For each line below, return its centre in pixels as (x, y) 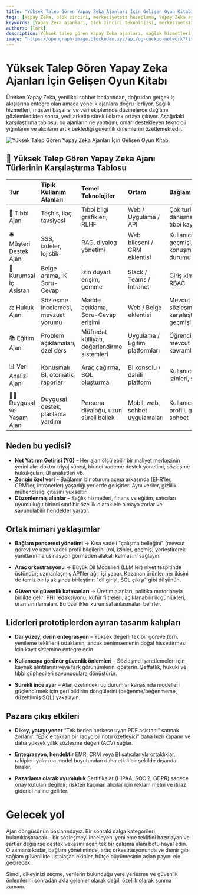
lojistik (50, 254)
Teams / (139, 279)
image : (14, 39)
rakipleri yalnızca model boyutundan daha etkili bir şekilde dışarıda (95, 760)
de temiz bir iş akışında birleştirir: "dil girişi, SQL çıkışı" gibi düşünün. (98, 580)
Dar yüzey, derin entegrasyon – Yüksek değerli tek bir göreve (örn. (96, 637)
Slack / (137, 272)
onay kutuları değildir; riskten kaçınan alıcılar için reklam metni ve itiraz (100, 785)
